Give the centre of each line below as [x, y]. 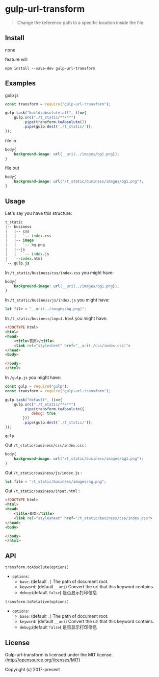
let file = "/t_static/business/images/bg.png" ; [56, 481]
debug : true [43, 414]
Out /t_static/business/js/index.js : [44, 473]
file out [12, 168]
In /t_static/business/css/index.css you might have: [59, 273]
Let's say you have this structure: [39, 213]
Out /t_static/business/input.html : [42, 491]
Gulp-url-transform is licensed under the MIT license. [59, 654]
